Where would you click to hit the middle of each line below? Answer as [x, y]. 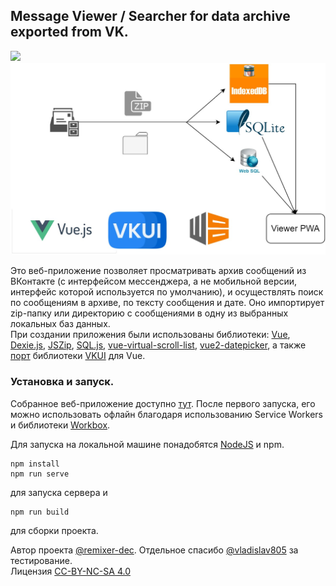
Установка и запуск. [62, 382]
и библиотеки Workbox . [60, 425]
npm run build [40, 512]
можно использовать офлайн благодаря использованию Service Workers [166, 414]
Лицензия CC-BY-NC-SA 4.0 [70, 571]
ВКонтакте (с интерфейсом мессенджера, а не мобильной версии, [154, 281]
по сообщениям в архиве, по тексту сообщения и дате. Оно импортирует [167, 303]
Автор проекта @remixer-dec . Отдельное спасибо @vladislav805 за [154, 550]
